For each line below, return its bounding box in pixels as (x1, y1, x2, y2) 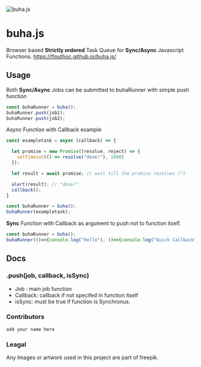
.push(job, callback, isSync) (6, 272, 90, 280)
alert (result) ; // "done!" (11, 181, 79, 187)
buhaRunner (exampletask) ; (6, 209, 71, 215)
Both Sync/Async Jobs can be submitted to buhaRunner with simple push (6, 86, 190, 93)
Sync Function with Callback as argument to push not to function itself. (6, 219, 181, 227)
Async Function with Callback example (6, 126, 102, 133)
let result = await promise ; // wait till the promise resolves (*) (11, 170, 186, 176)
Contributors (6, 312, 45, 321)
